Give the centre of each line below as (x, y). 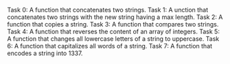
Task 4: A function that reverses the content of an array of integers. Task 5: (113, 31)
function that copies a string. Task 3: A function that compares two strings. (113, 24)
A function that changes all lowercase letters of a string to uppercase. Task (113, 39)
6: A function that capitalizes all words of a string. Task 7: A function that (110, 46)
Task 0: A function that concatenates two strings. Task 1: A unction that (108, 10)
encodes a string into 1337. (45, 53)
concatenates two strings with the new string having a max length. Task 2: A (115, 17)
